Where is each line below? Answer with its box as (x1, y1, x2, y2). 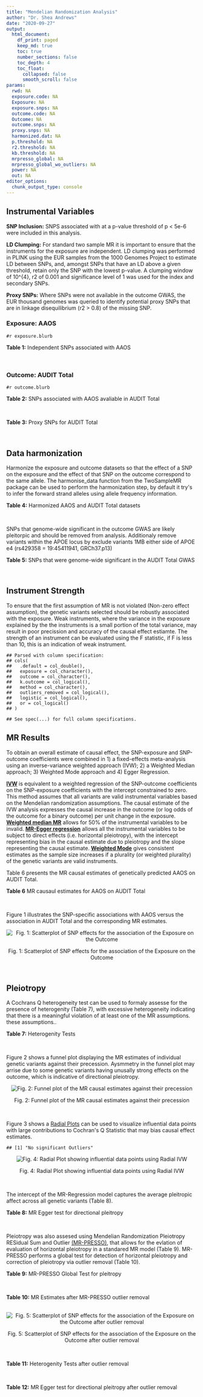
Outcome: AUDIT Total (6, 371, 74, 379)
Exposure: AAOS (6, 319, 56, 328)
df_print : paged (17, 37, 59, 43)
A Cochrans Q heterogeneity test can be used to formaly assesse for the (6, 999, 188, 1006)
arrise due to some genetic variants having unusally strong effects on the (6, 1067, 189, 1074)
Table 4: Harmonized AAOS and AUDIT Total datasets (6, 502, 141, 509)
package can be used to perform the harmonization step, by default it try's (6, 483, 193, 491)
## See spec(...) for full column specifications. (6, 716, 137, 722)
